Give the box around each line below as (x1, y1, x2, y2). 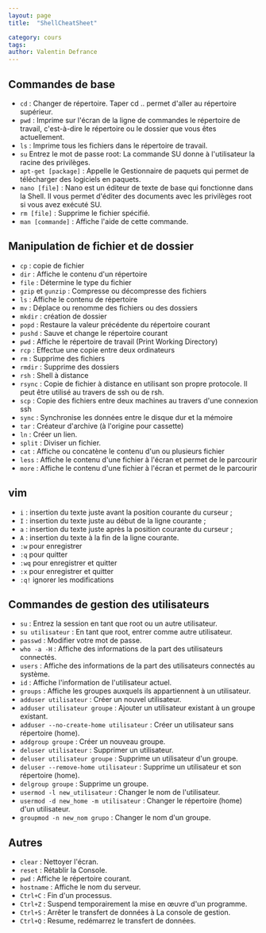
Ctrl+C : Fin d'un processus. (19, 891, 113, 900)
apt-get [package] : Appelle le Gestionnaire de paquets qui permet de (19, 166, 249, 175)
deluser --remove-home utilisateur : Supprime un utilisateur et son (19, 762, 242, 772)
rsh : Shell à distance (19, 370, 89, 380)
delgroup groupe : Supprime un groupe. (19, 779, 149, 788)
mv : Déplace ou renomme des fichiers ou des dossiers (19, 303, 199, 312)
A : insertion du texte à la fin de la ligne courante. (19, 533, 179, 542)
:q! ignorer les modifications (19, 575, 114, 584)
